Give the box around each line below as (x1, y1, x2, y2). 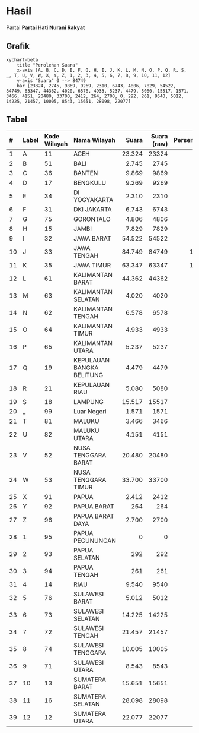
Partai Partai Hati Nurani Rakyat (6, 24, 85, 31)
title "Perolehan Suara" (17, 62, 78, 68)
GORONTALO (73, 215, 111, 223)
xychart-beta (6, 56, 38, 63)
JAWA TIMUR (73, 261, 111, 269)
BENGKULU (73, 178, 107, 187)
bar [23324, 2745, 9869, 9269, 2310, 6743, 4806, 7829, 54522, (17, 83, 176, 89)
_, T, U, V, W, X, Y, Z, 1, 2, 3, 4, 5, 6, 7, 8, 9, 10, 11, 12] (6, 72, 171, 78)
